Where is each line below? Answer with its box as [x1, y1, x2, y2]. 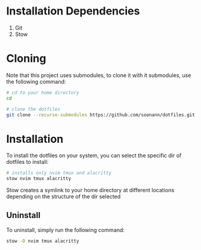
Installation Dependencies [6, 4, 140, 18]
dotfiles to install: [6, 158, 49, 166]
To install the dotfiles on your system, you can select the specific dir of [6, 152, 182, 159]
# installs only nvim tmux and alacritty [6, 170, 112, 176]
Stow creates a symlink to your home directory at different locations [6, 187, 175, 194]
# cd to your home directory [6, 89, 79, 96]
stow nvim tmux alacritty [6, 176, 71, 182]
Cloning [6, 52, 46, 66]
